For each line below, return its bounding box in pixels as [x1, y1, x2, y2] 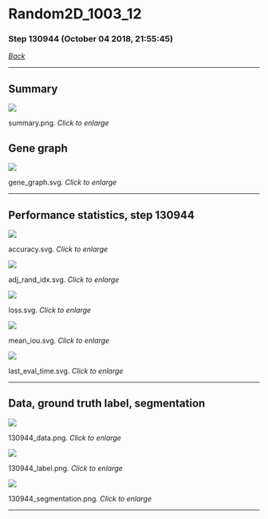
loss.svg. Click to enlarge [8, 305, 92, 315]
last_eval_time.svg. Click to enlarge [8, 366, 124, 375]
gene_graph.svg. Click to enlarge [8, 177, 117, 188]
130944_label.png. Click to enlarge [8, 463, 124, 473]
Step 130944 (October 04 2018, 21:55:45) [8, 34, 174, 45]
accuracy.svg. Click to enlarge [8, 244, 108, 254]
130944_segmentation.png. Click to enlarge [8, 493, 152, 503]
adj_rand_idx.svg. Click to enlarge [8, 275, 120, 284]
